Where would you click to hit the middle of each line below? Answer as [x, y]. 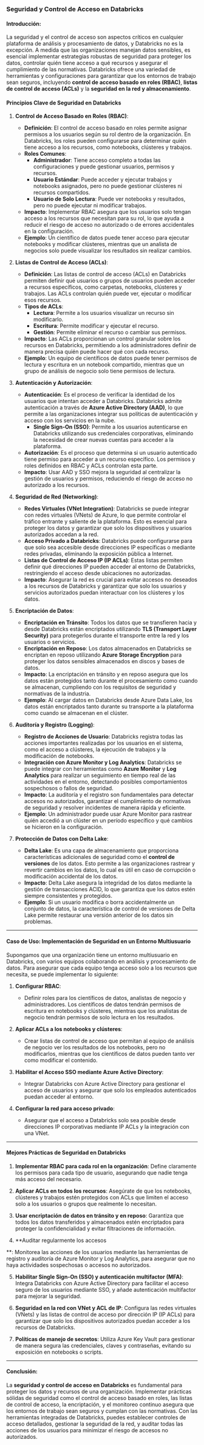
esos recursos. [43, 300]
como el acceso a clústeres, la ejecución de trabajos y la [95, 750]
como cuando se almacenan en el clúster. [76, 713]
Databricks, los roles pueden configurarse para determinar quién [105, 141]
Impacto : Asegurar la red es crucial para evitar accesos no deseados [110, 580]
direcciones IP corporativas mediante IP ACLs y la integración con [107, 1126]
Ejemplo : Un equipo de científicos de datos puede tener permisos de [110, 358]
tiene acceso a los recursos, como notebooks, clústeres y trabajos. [108, 147]
